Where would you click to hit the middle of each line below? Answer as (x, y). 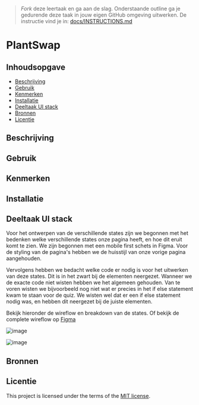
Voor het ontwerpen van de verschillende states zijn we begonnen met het (97, 233)
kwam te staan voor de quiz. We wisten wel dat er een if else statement (94, 295)
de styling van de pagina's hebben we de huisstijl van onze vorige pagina (96, 252)
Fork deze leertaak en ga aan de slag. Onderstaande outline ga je (100, 9)
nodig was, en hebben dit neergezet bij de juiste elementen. (79, 302)
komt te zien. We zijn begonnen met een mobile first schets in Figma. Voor (97, 246)
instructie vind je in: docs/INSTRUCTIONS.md (76, 21)
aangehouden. (24, 259)
